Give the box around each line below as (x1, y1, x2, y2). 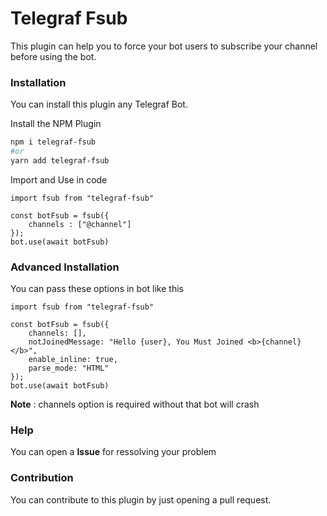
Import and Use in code (10, 173, 108, 186)
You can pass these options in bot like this (10, 283, 184, 295)
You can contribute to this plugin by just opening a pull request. (10, 493, 272, 506)
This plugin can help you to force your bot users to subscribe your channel (10, 40, 318, 52)
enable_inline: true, (28, 355, 118, 365)
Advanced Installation (10, 260, 120, 274)
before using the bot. (10, 50, 97, 62)
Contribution (10, 471, 74, 485)
